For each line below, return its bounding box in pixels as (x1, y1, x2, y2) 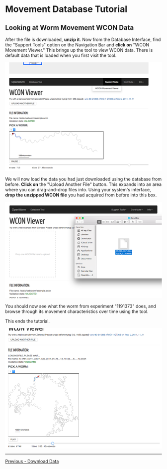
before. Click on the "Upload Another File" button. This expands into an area (5, 181, 162, 187)
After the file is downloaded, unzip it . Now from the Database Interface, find (5, 36, 161, 42)
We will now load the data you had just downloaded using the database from (5, 176, 162, 182)
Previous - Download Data (5, 458, 59, 464)
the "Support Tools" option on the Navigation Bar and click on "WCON (5, 42, 150, 48)
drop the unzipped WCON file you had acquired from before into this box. (5, 192, 157, 198)
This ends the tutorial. (5, 318, 50, 324)
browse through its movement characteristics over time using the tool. (5, 309, 149, 314)
